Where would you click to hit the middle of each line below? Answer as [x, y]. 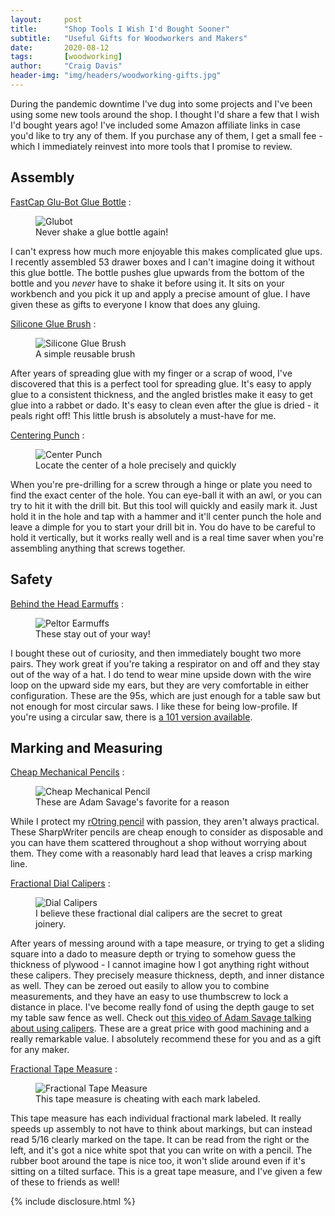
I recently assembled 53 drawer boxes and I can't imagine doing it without [162, 262]
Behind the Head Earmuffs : [67, 603]
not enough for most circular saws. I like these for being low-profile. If [154, 706]
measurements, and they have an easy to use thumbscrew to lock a [149, 997]
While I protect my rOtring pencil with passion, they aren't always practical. [165, 822]
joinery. [51, 924]
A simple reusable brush [85, 353]
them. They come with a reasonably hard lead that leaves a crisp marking [161, 853]
